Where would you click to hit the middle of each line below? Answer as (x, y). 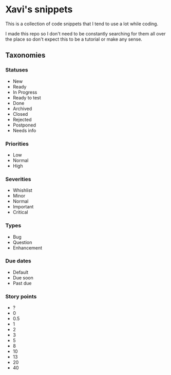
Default (21, 272)
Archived (22, 109)
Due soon (23, 278)
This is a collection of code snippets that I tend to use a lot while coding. (82, 24)
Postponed (24, 125)
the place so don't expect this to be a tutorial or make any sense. (74, 39)
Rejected (22, 119)
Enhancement (27, 247)
